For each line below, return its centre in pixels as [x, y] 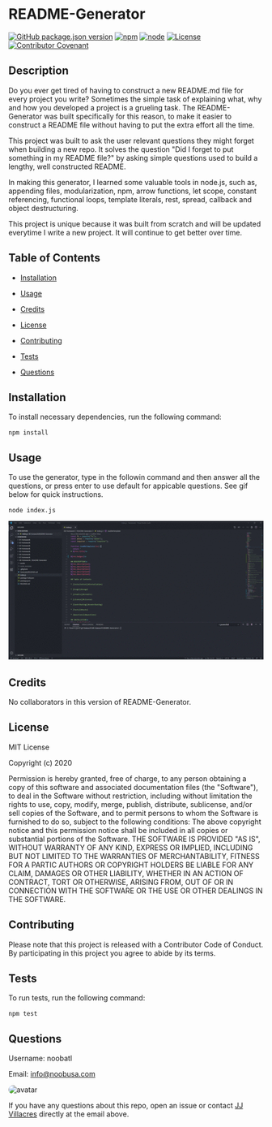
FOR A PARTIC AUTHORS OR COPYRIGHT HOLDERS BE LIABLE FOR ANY [131, 865]
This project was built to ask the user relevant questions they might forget [132, 140]
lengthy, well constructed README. [67, 166]
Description [38, 71]
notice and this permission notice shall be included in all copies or [118, 830]
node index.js [32, 511]
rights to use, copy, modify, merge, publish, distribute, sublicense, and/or [130, 804]
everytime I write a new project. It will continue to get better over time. [125, 232]
